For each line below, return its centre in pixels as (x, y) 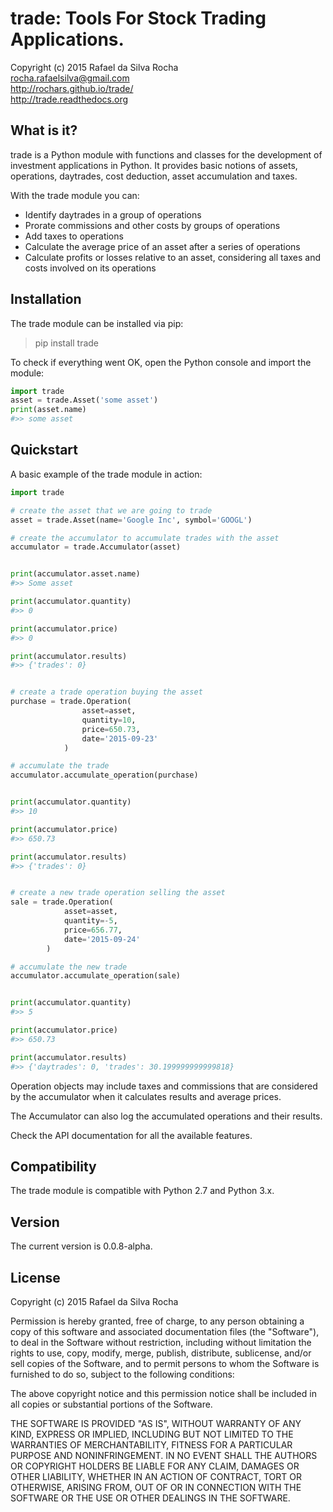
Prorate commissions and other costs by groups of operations (152, 225)
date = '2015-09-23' (120, 738)
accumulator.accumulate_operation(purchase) (104, 775)
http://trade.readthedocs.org (69, 99)
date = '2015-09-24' (102, 939)
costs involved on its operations (90, 268)
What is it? (44, 130)
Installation (46, 299)
